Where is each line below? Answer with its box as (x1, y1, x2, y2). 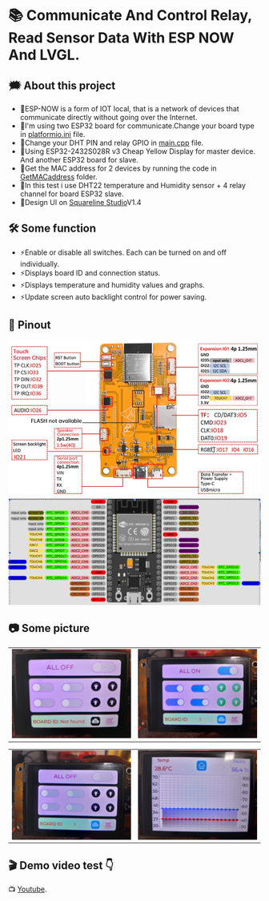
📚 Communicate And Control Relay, (8, 6, 252, 25)
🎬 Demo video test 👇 (8, 859, 114, 872)
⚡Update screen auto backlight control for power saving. (19, 292, 207, 301)
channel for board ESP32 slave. (19, 189, 124, 199)
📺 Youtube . (8, 884, 47, 894)
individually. (19, 259, 60, 268)
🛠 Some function (8, 222, 97, 235)
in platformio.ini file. (19, 130, 86, 139)
